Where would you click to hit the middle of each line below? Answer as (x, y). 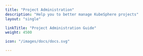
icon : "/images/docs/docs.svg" (37, 42)
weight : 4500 (19, 33)
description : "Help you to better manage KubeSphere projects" (72, 14)
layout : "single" (23, 19)
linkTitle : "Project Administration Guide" (51, 28)
